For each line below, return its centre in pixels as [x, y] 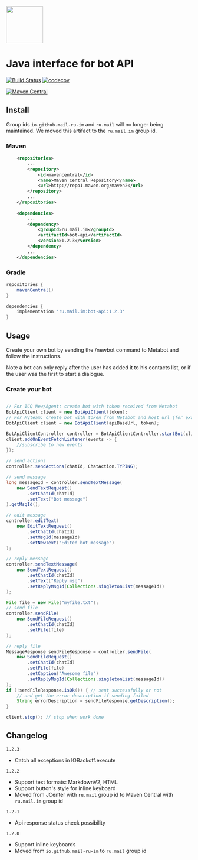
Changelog [27, 736]
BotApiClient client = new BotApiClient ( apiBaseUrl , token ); [83, 423]
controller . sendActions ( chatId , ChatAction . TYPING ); [72, 466]
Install [18, 110]
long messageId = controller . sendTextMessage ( [64, 482]
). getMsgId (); [24, 505]
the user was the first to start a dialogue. [55, 374]
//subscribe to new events [50, 445]
